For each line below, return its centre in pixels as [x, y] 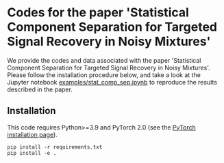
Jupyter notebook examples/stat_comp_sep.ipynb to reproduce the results [112, 82]
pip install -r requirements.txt [55, 147]
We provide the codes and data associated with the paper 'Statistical [104, 60]
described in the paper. [40, 89]
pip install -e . [32, 153]
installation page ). [33, 134]
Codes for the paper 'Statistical [98, 13]
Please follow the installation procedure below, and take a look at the [104, 75]
